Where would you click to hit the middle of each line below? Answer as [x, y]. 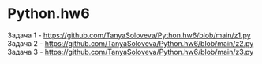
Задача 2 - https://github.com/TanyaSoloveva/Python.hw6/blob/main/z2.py [131, 43]
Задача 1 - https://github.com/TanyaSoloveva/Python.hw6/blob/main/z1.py [129, 35]
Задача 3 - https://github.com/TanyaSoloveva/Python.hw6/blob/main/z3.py [131, 52]
